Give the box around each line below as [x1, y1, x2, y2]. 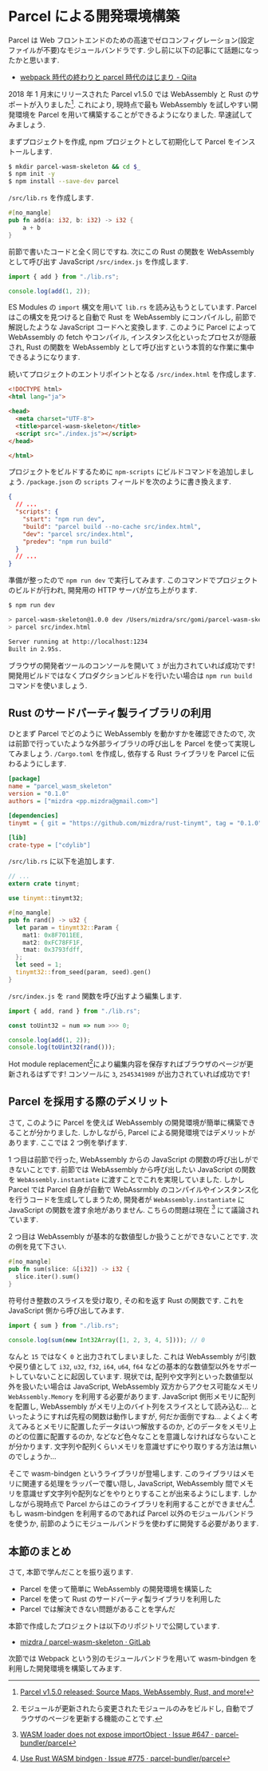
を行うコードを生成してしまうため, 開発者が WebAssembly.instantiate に [8, 1194, 246, 1204]
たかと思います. [8, 55, 60, 65]
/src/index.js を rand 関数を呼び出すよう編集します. [8, 991, 182, 1001]
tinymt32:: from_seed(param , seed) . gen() [15, 969, 152, 977]
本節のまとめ [8, 1545, 72, 1558]
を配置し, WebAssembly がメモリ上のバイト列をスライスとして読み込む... [8, 1401, 249, 1411]
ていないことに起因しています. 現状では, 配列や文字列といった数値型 [22, 1371, 247, 1381]
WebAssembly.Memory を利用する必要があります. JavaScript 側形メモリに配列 [8, 1391, 255, 1401]
